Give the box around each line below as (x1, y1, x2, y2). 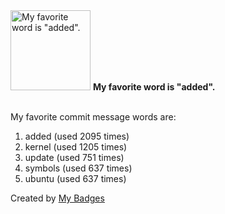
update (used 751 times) (24, 152, 125, 163)
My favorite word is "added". (92, 81, 216, 93)
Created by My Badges (10, 192, 105, 204)
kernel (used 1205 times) (24, 141, 128, 153)
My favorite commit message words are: (10, 111, 177, 123)
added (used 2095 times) (24, 130, 130, 142)
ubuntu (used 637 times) (24, 173, 127, 184)
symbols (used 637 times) (24, 162, 133, 174)
